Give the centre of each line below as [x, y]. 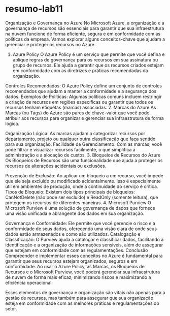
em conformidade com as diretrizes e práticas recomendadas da [80, 70]
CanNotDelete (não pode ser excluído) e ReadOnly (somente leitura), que [82, 197]
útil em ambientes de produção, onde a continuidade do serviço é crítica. [82, 186]
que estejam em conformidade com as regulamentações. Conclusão [77, 250]
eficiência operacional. [29, 282]
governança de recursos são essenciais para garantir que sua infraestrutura [85, 28]
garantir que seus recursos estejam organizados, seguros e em [71, 261]
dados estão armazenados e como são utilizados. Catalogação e [73, 234]
